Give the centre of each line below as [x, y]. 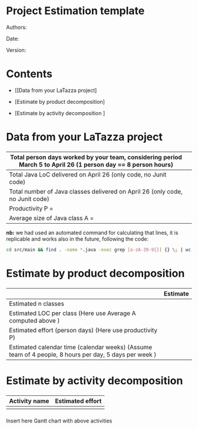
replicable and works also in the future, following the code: [77, 239]
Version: [16, 50]
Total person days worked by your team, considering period [96, 157]
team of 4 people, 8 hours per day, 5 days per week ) [83, 354]
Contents [29, 74]
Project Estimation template [75, 11]
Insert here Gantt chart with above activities [59, 421]
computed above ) [34, 320]
